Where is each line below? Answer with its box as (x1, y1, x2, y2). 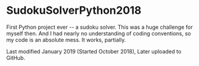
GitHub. (6, 54, 25, 61)
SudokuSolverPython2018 (6, 4, 142, 17)
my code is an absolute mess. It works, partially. (6, 36, 126, 43)
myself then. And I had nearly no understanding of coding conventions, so (6, 29, 192, 37)
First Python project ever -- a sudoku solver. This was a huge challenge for (6, 23, 193, 31)
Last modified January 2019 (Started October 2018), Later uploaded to (6, 47, 181, 55)
